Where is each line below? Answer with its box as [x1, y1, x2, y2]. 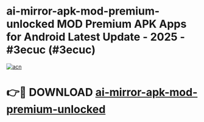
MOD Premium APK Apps [57, 17, 187, 31]
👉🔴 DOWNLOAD [6, 86, 93, 100]
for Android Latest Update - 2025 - [6, 30, 186, 44]
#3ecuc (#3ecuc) [6, 43, 96, 57]
